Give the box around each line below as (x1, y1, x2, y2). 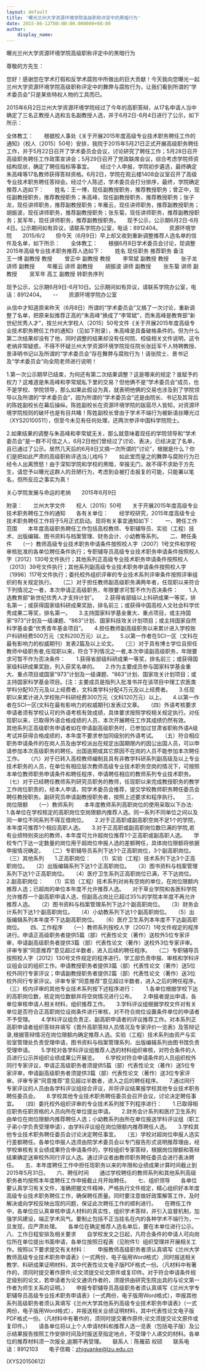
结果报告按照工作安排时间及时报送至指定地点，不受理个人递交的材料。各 (11, 1330, 194, 1337)
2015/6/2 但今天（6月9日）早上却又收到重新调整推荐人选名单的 (22, 232, 192, 239)
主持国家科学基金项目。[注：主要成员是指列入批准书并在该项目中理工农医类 (6, 679, 197, 686)
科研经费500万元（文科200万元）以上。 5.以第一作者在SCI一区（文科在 (11, 633, 199, 640)
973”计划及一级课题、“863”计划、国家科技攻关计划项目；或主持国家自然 (14, 617, 197, 625)
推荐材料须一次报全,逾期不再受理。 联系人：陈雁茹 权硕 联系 (17, 1338, 184, 1345)
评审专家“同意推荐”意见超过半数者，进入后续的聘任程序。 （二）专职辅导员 (6, 947, 199, 954)
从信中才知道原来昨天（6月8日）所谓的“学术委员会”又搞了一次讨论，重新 (6, 304, 190, 312)
